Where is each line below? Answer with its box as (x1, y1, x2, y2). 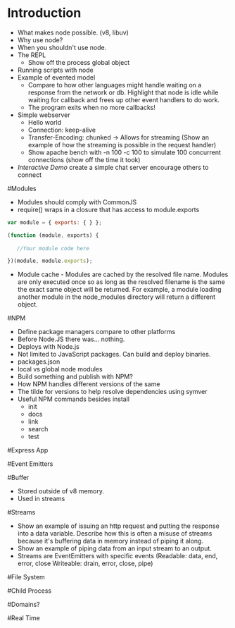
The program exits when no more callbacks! (27, 103, 156, 111)
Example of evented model (17, 73, 96, 82)
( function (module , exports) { (7, 231, 99, 239)
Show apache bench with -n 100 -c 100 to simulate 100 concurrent (27, 148, 222, 156)
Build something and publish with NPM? (17, 372, 134, 381)
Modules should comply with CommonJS (17, 197, 137, 206)
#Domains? (7, 601, 40, 609)
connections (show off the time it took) (27, 155, 141, 164)
